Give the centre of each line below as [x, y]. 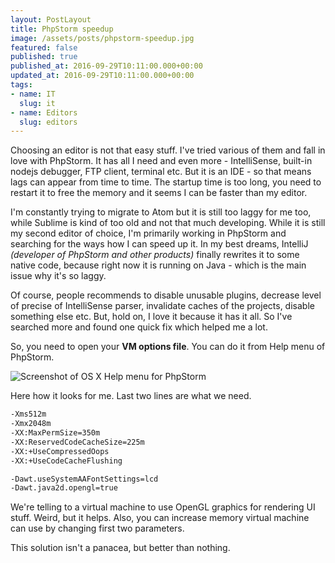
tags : [21, 85]
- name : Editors [44, 112]
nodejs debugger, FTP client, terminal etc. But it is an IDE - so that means [161, 172]
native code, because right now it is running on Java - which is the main [158, 265]
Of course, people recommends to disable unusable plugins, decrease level [166, 295]
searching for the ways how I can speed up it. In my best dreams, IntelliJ [159, 244]
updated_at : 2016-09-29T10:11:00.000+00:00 [102, 76]
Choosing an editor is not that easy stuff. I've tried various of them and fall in [168, 150]
